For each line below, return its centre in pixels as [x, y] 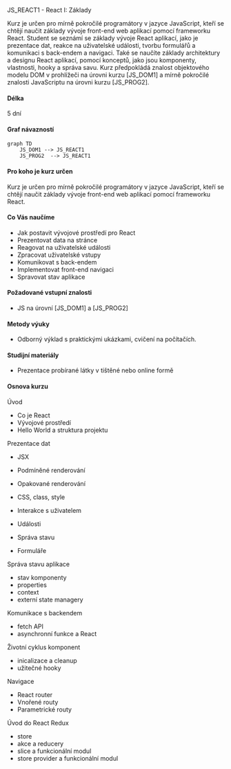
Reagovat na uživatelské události [64, 247]
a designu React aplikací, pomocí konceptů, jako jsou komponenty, [102, 60]
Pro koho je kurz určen [40, 171]
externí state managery [50, 599]
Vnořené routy [38, 702]
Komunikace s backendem [45, 613]
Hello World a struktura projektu [62, 430]
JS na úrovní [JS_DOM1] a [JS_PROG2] [73, 308]
